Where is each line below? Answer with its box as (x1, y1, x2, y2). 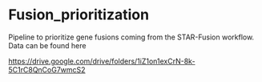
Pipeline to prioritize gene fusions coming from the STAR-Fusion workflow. (8, 32, 255, 42)
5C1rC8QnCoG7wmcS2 (8, 64, 86, 74)
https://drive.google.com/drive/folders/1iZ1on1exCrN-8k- (8, 56, 195, 66)
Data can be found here (8, 40, 87, 50)
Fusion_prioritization (8, 6, 150, 24)
